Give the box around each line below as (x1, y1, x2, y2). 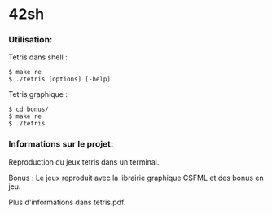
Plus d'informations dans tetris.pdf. (8, 197, 126, 207)
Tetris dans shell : (8, 52, 68, 62)
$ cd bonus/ (8, 105, 49, 114)
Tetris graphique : (8, 90, 68, 99)
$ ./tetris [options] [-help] (8, 75, 112, 84)
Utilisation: (8, 34, 53, 46)
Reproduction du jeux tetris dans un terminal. (8, 156, 160, 167)
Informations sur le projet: (8, 138, 114, 150)
